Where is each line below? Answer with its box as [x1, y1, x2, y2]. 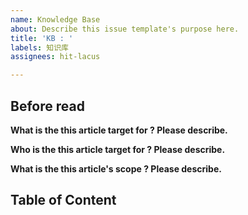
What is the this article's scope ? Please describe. [10, 162, 222, 175]
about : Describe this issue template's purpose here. [10, 24, 240, 34]
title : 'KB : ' [10, 33, 74, 43]
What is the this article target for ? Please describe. [10, 124, 228, 136]
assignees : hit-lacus [10, 52, 101, 62]
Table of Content [10, 192, 117, 209]
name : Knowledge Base [10, 14, 101, 25]
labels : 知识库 [10, 42, 69, 53]
